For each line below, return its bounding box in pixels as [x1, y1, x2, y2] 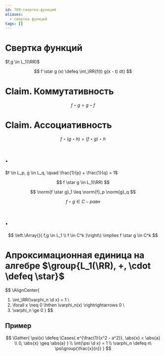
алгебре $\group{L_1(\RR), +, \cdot [5, 260, 151, 272]
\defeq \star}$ [5, 271, 65, 282]
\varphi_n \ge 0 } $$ [12, 307, 53, 313]
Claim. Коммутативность [5, 86, 114, 97]
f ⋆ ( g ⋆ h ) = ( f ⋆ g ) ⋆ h [60, 136, 106, 142]
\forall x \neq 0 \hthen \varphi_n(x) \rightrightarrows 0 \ [12, 302, 125, 308]
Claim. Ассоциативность [5, 119, 112, 131]
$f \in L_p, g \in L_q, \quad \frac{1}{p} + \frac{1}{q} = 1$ [5, 170, 118, 176]
